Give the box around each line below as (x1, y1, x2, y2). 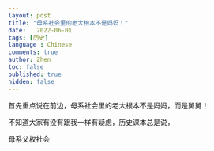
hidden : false (8, 77, 55, 85)
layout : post (8, 11, 51, 20)
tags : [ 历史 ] (8, 33, 49, 42)
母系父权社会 (8, 134, 50, 143)
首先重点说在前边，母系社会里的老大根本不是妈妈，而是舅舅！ (8, 100, 209, 110)
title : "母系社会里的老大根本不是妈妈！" (8, 19, 129, 27)
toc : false (8, 63, 44, 71)
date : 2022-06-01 (8, 26, 73, 34)
